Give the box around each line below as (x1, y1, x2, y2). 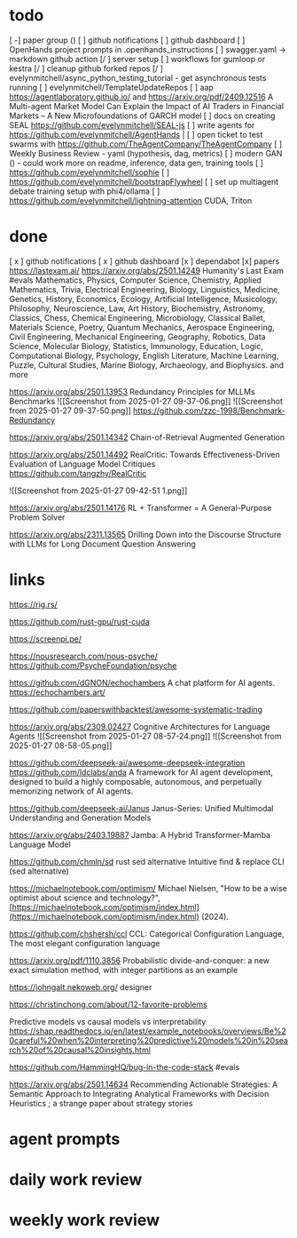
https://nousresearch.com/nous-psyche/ (9, 651, 158, 661)
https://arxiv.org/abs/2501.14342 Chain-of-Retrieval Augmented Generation (9, 432, 285, 443)
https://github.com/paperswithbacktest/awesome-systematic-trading (9, 704, 263, 715)
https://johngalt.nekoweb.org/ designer (9, 981, 152, 992)
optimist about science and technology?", (9, 892, 161, 903)
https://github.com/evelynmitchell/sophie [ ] (9, 166, 170, 178)
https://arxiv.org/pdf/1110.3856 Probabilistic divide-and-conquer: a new (9, 954, 270, 965)
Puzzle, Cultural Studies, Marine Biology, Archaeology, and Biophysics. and (9, 359, 285, 370)
